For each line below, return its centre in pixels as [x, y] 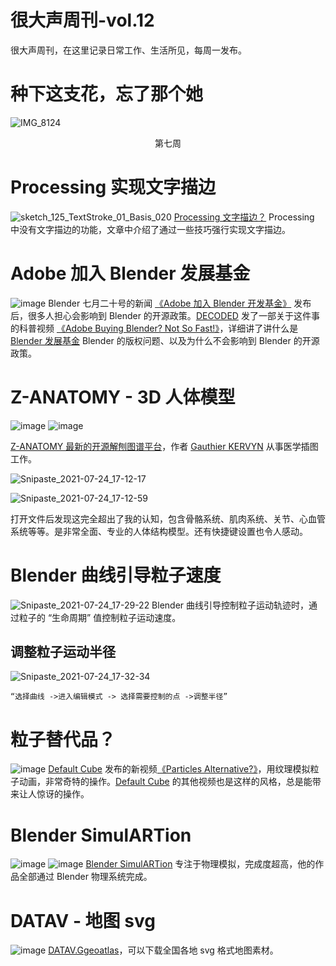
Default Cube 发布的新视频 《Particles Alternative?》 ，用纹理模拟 [179, 769]
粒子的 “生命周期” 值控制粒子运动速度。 [100, 617]
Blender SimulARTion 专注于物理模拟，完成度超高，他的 [200, 864]
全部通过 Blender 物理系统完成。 [85, 877]
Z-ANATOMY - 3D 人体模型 [123, 397]
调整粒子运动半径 [63, 652]
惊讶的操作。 [63, 794]
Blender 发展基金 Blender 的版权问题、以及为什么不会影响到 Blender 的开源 [165, 340]
